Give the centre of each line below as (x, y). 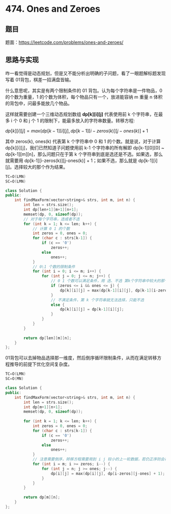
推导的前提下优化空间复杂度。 (41, 364)
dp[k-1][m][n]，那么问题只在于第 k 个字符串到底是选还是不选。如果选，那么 (84, 154)
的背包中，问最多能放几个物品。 (39, 103)
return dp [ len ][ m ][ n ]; (48, 338)
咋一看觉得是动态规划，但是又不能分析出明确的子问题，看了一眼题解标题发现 (85, 73)
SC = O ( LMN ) (16, 181)
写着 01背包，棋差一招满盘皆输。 (39, 79)
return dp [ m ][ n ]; (42, 497)
